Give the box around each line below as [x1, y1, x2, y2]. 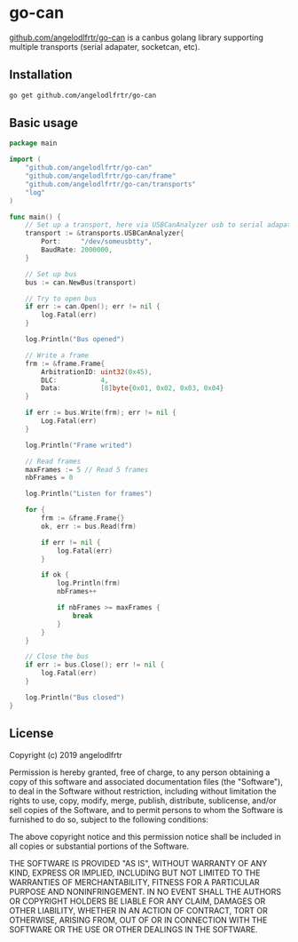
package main [9, 139, 58, 148]
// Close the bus [25, 652, 90, 661]
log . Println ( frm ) [56, 579, 122, 588]
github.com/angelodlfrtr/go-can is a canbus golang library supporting [9, 32, 264, 43]
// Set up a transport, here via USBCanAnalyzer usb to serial [25, 220, 264, 229]
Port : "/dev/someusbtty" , [41, 237, 153, 246]
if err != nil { [41, 538, 101, 547]
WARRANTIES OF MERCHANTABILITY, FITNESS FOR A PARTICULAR [9, 876, 260, 887]
